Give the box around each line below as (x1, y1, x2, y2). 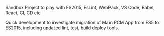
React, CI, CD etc (5, 10, 41, 16)
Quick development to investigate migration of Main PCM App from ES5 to (5, 20, 159, 25)
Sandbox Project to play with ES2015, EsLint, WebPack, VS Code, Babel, (5, 5, 155, 10)
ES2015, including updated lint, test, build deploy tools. (5, 25, 119, 31)
